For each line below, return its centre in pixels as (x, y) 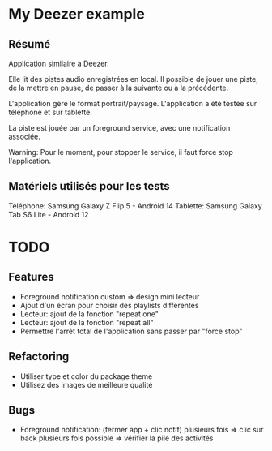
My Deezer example (77, 14)
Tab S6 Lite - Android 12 (49, 214)
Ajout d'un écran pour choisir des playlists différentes (109, 305)
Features (31, 277)
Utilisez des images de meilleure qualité (86, 384)
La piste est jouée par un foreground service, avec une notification (119, 128)
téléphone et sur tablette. (51, 112)
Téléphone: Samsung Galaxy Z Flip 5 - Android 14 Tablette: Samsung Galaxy (136, 206)
